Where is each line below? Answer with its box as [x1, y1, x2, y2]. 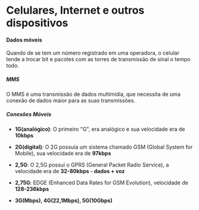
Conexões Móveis [6, 111, 52, 118]
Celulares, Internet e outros [6, 4, 145, 17]
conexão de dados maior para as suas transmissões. [6, 97, 136, 104]
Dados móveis [6, 36, 43, 43]
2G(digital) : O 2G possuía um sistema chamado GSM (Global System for [14, 143, 193, 151]
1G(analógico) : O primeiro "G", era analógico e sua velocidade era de [14, 126, 185, 133]
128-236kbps [14, 186, 49, 193]
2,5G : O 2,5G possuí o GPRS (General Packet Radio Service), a [14, 161, 169, 168]
